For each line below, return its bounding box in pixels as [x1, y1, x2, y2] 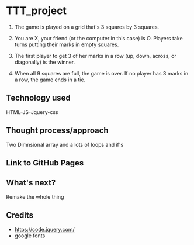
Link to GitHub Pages [6, 158, 84, 168]
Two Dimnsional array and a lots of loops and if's [6, 141, 124, 148]
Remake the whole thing [6, 193, 64, 200]
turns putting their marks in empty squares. [14, 41, 119, 48]
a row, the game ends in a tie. [14, 76, 86, 83]
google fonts [14, 232, 46, 239]
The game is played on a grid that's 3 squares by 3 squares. [14, 23, 160, 30]
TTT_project [6, 4, 67, 18]
